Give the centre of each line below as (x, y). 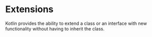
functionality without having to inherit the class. (55, 28)
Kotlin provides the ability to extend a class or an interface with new (76, 23)
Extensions (29, 9)
